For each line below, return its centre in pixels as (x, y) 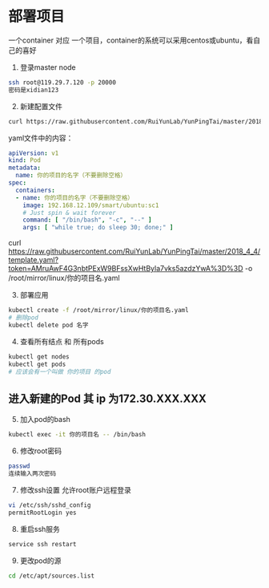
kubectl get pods (37, 364)
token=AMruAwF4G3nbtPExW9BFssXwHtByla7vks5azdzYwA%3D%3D (126, 269)
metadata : (25, 168)
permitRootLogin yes (43, 513)
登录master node (48, 67)
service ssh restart (43, 544)
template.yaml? (33, 260)
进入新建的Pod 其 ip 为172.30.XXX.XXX (107, 398)
